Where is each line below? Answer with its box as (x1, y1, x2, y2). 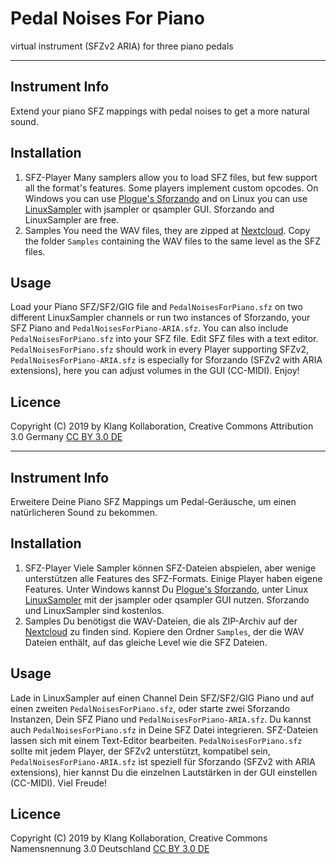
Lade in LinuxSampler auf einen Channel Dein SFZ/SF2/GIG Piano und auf (10, 692, 315, 704)
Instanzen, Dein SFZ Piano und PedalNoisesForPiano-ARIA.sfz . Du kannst (10, 713, 312, 725)
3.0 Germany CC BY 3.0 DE (10, 431, 123, 443)
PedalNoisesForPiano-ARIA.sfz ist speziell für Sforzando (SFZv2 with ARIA (10, 755, 316, 767)
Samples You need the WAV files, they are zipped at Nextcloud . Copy (24, 224, 311, 236)
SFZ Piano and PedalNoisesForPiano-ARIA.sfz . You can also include (10, 322, 289, 334)
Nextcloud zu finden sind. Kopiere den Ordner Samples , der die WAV (24, 625, 305, 637)
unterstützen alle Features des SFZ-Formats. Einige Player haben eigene (24, 572, 323, 584)
